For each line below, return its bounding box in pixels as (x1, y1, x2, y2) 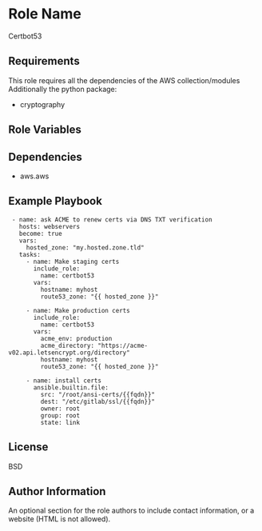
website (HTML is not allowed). (8, 514, 111, 524)
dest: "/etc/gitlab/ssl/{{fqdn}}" (40, 397, 156, 405)
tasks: (18, 250, 42, 258)
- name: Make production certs (26, 306, 130, 314)
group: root (40, 411, 81, 420)
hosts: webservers (18, 222, 81, 230)
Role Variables (8, 123, 81, 137)
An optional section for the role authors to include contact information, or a (8, 505, 255, 516)
